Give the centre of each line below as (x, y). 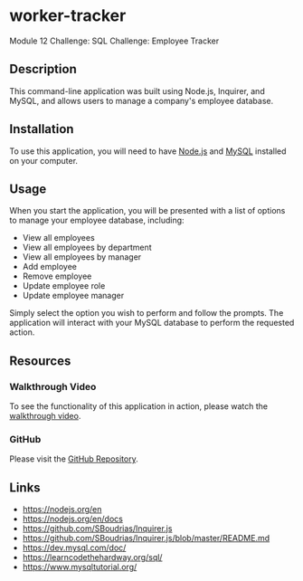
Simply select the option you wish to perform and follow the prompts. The (147, 313)
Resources (40, 361)
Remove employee (57, 276)
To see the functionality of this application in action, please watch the (139, 406)
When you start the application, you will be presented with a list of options (147, 211)
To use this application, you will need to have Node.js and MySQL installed (148, 151)
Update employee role (64, 286)
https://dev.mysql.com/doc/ (74, 548)
